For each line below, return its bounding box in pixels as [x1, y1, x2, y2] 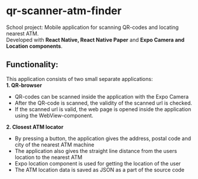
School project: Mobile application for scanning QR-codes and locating [6, 24, 179, 31]
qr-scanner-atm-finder [6, 4, 122, 18]
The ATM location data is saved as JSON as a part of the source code [14, 166, 185, 173]
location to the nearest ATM [14, 154, 83, 161]
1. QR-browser [6, 82, 43, 89]
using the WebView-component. [14, 112, 93, 119]
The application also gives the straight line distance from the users [14, 147, 177, 154]
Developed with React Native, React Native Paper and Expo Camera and [6, 36, 185, 43]
